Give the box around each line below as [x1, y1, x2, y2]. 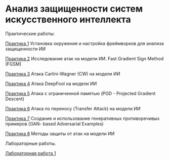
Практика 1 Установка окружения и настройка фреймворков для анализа [5, 40, 164, 46]
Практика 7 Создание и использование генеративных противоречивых [5, 115, 160, 122]
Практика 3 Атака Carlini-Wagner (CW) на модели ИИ [5, 70, 120, 76]
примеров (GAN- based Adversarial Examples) [5, 120, 104, 127]
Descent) [5, 96, 24, 102]
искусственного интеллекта [5, 14, 131, 25]
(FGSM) [5, 61, 22, 67]
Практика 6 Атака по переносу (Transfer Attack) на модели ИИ [5, 105, 141, 111]
